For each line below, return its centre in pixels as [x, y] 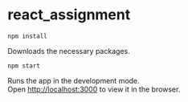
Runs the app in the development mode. [74, 80]
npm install [27, 36]
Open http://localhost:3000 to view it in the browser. [94, 89]
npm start [24, 66]
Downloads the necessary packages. [69, 51]
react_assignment [69, 15]
